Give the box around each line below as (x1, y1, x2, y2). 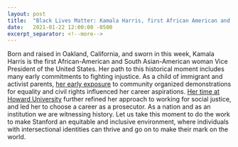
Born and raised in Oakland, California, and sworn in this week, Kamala (7, 50, 215, 58)
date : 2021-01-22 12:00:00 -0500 (7, 23, 113, 31)
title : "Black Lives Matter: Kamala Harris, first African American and (7, 17, 231, 24)
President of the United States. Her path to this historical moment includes (7, 65, 225, 73)
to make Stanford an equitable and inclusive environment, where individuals (7, 118, 229, 126)
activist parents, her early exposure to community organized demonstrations (7, 80, 232, 89)
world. (7, 133, 26, 141)
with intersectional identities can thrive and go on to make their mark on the (7, 125, 229, 134)
